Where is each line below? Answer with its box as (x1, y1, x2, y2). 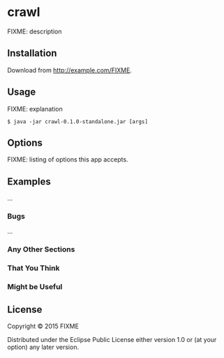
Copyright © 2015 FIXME (7, 322, 79, 331)
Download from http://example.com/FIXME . (7, 65, 133, 74)
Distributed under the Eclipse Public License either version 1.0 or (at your (7, 336, 217, 344)
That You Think (7, 263, 60, 273)
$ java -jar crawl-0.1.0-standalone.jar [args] (7, 118, 149, 125)
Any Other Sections (7, 244, 75, 254)
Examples (7, 176, 51, 187)
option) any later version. (7, 343, 79, 352)
